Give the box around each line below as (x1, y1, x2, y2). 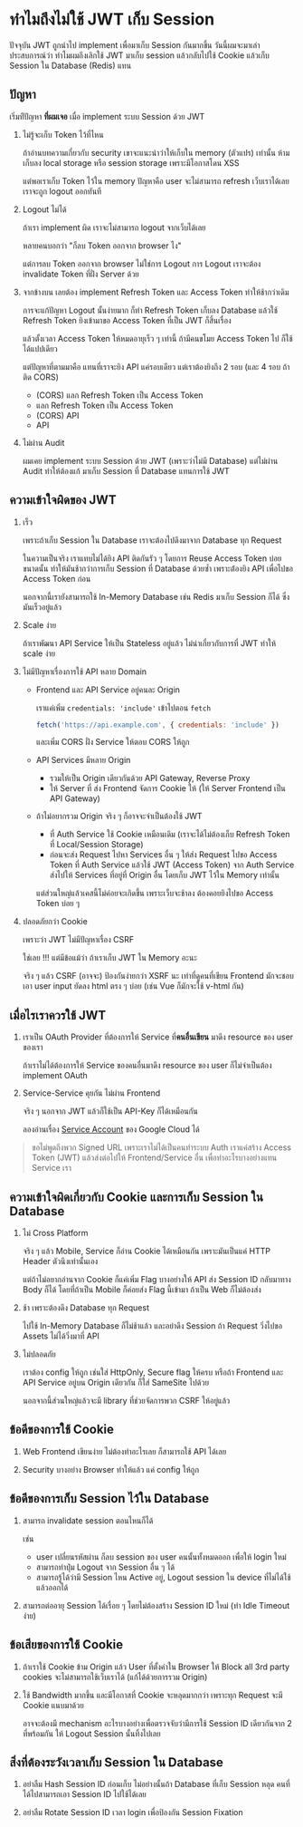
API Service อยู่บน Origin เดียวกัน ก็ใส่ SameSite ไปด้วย (22, 1377, 210, 1388)
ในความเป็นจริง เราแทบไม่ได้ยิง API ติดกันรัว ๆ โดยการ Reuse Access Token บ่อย (22, 553, 282, 564)
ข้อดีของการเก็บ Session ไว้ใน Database (9, 1491, 210, 1506)
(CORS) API (35, 410, 80, 420)
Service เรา (31, 1163, 72, 1174)
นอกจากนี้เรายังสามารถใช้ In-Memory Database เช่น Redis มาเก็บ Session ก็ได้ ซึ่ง (22, 591, 290, 602)
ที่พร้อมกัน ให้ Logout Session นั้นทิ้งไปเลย (22, 1727, 161, 1739)
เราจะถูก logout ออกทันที (22, 186, 102, 197)
